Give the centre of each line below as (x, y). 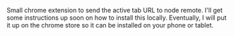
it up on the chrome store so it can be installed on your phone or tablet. (110, 25)
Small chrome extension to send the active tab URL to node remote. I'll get (115, 10)
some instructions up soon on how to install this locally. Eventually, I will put (117, 18)
